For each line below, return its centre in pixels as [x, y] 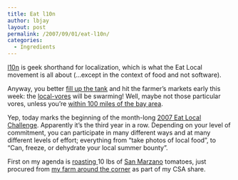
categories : [25, 41]
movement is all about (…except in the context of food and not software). [115, 75]
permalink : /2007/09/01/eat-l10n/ [59, 34]
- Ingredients [35, 47]
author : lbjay [29, 21]
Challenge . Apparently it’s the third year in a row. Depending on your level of [119, 125]
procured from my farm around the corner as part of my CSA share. [107, 169]
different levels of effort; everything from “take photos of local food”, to [112, 140]
